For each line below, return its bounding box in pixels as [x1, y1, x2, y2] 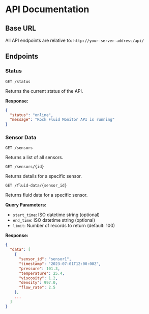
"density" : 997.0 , [18, 280, 58, 285]
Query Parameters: [5, 202, 47, 208]
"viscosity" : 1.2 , [18, 275, 58, 281]
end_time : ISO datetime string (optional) [12, 217, 96, 223]
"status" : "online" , [10, 112, 53, 118]
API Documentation [5, 4, 90, 15]
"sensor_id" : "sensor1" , [18, 256, 72, 262]
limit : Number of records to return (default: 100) [12, 223, 115, 229]
